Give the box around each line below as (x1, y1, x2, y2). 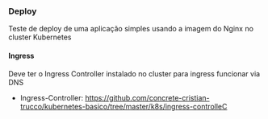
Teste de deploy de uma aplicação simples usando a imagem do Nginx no (8, 24, 254, 34)
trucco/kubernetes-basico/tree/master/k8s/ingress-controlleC (19, 101, 228, 111)
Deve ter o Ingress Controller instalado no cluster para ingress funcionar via (8, 68, 261, 78)
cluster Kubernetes (8, 32, 72, 42)
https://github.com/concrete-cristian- (84, 92, 210, 102)
